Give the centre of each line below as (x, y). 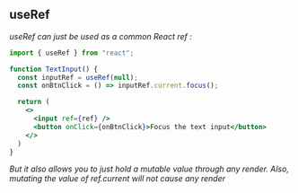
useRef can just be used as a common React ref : (101, 36)
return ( (34, 102)
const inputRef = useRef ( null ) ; (78, 77)
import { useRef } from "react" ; (72, 53)
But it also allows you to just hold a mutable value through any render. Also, (149, 169)
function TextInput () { (54, 69)
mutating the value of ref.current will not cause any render (118, 179)
